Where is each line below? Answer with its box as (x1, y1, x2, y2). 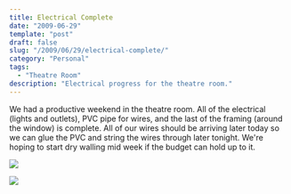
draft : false (9, 37, 58, 47)
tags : (9, 63, 29, 72)
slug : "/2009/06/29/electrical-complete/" (9, 46, 169, 55)
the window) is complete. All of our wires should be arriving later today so (9, 122, 280, 133)
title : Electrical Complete (9, 12, 114, 22)
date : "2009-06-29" (9, 21, 82, 30)
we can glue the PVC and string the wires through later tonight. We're (9, 132, 264, 142)
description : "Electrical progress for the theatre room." (9, 79, 233, 88)
